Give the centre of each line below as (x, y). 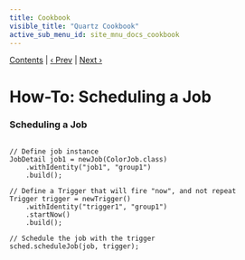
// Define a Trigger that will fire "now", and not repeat (123, 190)
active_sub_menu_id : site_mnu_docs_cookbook (94, 34)
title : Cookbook (40, 18)
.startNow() (48, 214)
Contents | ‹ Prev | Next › (56, 60)
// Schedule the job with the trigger (82, 238)
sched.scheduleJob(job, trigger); (75, 246)
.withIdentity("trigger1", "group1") (97, 207)
